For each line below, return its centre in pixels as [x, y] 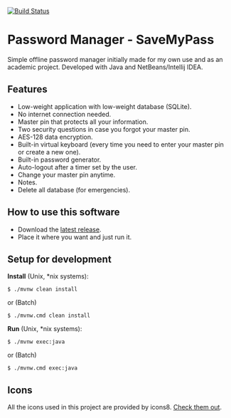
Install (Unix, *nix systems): [48, 276]
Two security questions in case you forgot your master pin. [104, 129]
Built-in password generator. [59, 160]
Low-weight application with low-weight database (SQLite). [104, 106]
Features [27, 89]
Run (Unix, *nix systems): [45, 329]
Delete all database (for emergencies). [74, 189]
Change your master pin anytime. [66, 174]
